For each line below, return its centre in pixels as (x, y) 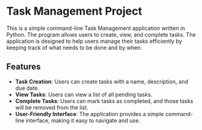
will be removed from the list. (52, 107)
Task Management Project (74, 11)
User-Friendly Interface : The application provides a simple (89, 114)
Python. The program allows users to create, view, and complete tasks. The (101, 34)
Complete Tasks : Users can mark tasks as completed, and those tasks (104, 101)
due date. (27, 88)
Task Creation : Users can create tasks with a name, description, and (102, 81)
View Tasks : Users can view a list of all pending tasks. (84, 94)
